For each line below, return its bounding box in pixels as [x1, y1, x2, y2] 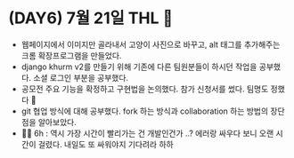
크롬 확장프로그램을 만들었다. [20, 50, 122, 60]
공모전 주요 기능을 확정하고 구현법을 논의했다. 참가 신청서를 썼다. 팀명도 [20, 83, 269, 94]
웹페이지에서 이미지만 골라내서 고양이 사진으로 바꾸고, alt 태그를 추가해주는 [20, 39, 281, 50]
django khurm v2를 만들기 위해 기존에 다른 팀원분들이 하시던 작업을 [20, 61, 257, 72]
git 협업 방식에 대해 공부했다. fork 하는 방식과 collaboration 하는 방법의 [20, 106, 269, 116]
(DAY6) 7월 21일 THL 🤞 [8, 8, 174, 28]
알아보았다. [37, 116, 77, 127]
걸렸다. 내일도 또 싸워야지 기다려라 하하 [37, 138, 175, 149]
